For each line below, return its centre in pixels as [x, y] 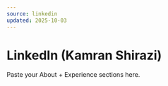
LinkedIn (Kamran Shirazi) [84, 55]
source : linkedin [32, 14]
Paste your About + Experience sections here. [73, 75]
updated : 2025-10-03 [37, 20]
